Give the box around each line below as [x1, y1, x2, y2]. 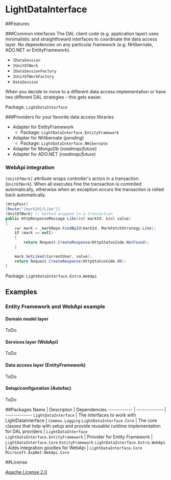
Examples [5, 288, 37, 296]
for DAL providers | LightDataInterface [5, 428, 88, 434]
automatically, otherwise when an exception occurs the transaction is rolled [5, 186, 164, 193]
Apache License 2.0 [5, 469, 47, 475]
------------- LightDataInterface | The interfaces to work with [5, 412, 136, 418]
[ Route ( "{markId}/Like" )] [5, 207, 60, 212]
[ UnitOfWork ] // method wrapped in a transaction [5, 211, 113, 216]
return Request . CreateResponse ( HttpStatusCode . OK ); [14, 258, 127, 264]
